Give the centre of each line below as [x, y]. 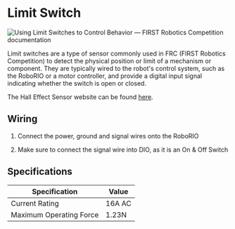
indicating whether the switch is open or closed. [77, 83]
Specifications [40, 172]
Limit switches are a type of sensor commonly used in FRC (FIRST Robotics [117, 53]
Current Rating [35, 203]
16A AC [118, 203]
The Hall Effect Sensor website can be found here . [80, 97]
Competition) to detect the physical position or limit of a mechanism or [109, 60]
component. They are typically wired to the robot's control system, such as [116, 68]
